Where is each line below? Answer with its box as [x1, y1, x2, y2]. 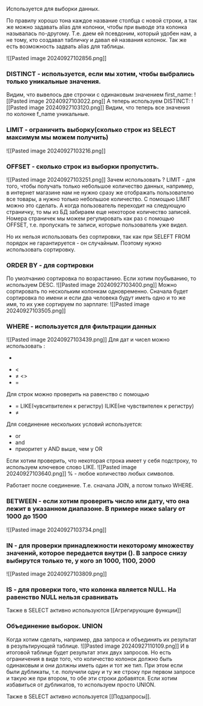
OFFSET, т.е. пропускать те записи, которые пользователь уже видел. [6, 221, 188, 228]
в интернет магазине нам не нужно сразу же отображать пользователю [6, 188, 195, 196]
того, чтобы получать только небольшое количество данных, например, [6, 182, 194, 190]
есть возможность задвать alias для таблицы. [6, 43, 125, 50]
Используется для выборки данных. [6, 5, 100, 12]
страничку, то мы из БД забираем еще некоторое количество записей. [6, 208, 191, 215]
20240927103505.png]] [6, 307, 66, 315]
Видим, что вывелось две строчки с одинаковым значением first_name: [6, 91, 193, 98]
